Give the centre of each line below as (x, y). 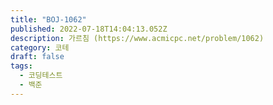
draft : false (37, 57)
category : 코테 (40, 47)
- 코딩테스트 (41, 76)
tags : (21, 66)
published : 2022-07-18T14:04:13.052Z (89, 29)
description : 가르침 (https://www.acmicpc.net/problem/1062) (137, 38)
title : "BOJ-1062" (48, 19)
